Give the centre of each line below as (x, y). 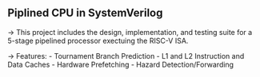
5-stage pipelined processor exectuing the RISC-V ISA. (98, 40)
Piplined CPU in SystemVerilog (85, 13)
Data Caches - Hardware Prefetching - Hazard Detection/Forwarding (120, 64)
